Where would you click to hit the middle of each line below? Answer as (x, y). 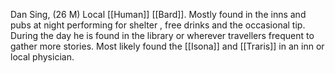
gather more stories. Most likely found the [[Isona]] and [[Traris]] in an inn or (167, 46)
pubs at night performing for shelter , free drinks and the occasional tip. (158, 25)
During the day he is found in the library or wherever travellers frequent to (162, 35)
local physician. (42, 57)
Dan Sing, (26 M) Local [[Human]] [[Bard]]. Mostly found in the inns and (158, 14)
